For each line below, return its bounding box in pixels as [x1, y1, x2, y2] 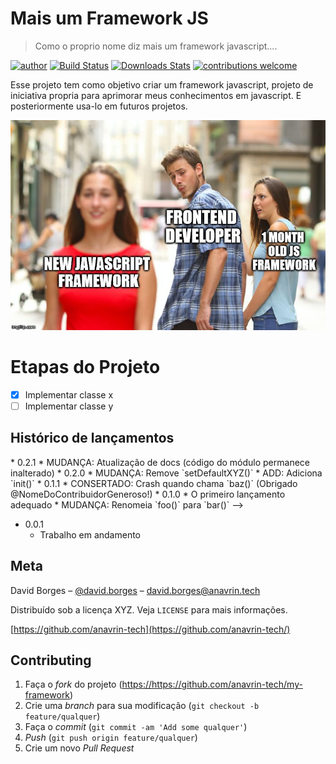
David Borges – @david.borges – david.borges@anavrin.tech [10, 584, 261, 596]
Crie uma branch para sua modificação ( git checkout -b [24, 700, 260, 712]
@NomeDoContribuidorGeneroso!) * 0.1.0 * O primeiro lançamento [10, 488, 286, 500]
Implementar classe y [24, 400, 114, 412]
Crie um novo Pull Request [24, 742, 135, 754]
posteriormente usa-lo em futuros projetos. [10, 100, 188, 112]
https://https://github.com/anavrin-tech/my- [121, 678, 303, 691]
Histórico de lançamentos [10, 430, 175, 447]
